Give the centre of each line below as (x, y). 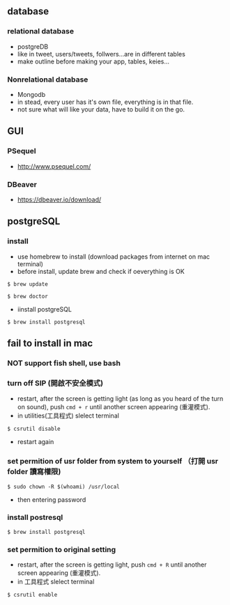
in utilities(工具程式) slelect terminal (68, 416)
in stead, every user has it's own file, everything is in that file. (105, 102)
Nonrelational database (48, 79)
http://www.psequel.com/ (54, 166)
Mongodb (31, 94)
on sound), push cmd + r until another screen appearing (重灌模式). (114, 407)
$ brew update (28, 284)
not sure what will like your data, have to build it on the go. (101, 109)
